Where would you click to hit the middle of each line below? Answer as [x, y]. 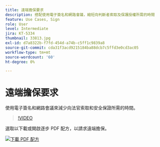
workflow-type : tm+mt [28, 52]
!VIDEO [25, 118]
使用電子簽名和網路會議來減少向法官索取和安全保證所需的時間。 [71, 108]
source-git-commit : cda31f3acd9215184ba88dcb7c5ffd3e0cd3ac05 [72, 48]
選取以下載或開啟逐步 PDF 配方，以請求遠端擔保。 [57, 128]
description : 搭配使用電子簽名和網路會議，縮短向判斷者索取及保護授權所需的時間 [80, 15]
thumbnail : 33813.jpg [28, 39]
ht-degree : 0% [20, 62]
